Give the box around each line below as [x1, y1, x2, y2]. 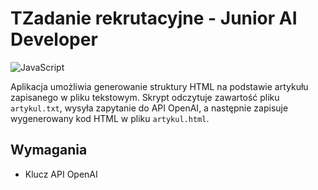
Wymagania [10, 142, 88, 159]
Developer [10, 28, 98, 51]
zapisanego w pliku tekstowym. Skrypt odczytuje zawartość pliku [10, 91, 280, 103]
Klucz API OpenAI [24, 168, 98, 180]
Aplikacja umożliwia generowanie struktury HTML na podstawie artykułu [10, 80, 309, 92]
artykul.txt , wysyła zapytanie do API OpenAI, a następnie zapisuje [10, 102, 289, 114]
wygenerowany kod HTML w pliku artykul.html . [10, 112, 210, 124]
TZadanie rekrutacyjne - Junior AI [10, 7, 298, 30]
